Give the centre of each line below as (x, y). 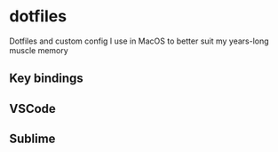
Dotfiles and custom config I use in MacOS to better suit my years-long (139, 41)
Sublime (32, 139)
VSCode (32, 108)
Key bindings (47, 79)
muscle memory (39, 50)
